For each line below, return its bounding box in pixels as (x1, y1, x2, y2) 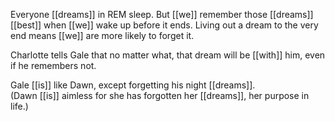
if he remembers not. (10, 60, 97, 71)
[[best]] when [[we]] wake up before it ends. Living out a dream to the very (10, 19, 319, 31)
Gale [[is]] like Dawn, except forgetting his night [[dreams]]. (10, 79, 256, 91)
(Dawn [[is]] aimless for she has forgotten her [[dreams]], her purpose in (10, 90, 310, 101)
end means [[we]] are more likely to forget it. (10, 30, 195, 41)
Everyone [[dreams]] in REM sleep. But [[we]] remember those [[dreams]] (10, 9, 314, 20)
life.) (10, 100, 29, 112)
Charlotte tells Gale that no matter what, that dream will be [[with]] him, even (10, 49, 326, 61)
